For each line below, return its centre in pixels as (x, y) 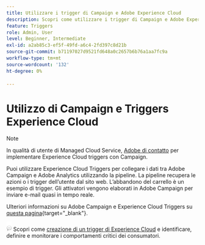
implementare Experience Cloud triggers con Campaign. (77, 157)
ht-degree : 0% (24, 71)
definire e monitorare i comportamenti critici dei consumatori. (83, 236)
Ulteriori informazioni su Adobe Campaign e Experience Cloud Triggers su (99, 207)
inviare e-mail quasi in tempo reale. (50, 195)
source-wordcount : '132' (38, 64)
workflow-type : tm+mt (34, 58)
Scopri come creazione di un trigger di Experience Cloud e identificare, (103, 229)
